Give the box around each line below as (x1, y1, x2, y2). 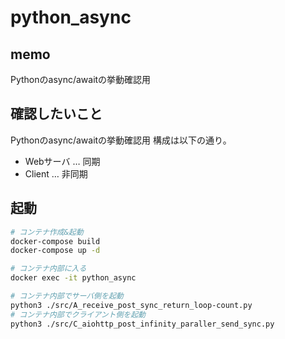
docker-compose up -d (10, 246, 101, 256)
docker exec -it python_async (10, 273, 137, 283)
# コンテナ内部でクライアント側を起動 (10, 309, 146, 320)
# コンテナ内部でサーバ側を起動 (10, 291, 124, 301)
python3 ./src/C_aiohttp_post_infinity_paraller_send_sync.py (10, 319, 275, 329)
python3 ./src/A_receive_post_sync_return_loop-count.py (10, 300, 253, 310)
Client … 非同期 (24, 167, 88, 180)
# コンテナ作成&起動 (10, 227, 84, 237)
